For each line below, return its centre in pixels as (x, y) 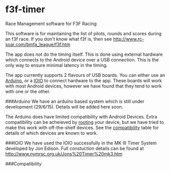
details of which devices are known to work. (52, 133)
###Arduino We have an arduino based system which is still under (75, 101)
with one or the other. (28, 91)
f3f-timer (25, 9)
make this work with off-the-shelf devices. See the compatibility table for (82, 127)
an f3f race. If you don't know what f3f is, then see (59, 39)
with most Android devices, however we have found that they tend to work (83, 86)
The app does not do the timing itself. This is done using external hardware (84, 54)
